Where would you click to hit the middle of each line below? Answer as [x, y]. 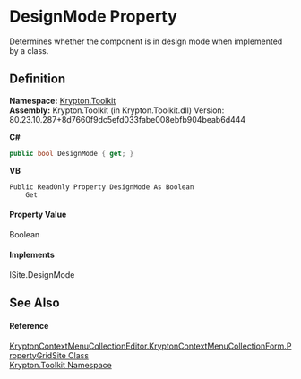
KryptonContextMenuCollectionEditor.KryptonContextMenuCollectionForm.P [150, 346]
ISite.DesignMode [42, 275]
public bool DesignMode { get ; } [72, 153]
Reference [29, 326]
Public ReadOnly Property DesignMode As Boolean [102, 187]
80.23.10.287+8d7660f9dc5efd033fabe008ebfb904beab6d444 [128, 119]
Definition [37, 79]
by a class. [29, 50]
